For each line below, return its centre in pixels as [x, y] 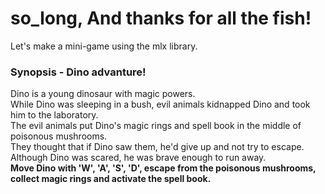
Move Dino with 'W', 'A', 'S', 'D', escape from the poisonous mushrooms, [163, 168]
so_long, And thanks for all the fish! [161, 18]
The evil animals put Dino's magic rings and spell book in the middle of [156, 126]
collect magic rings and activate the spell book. [111, 179]
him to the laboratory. [54, 115]
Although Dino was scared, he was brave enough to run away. [138, 158]
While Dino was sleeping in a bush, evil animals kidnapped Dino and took [160, 104]
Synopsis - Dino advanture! [78, 72]
